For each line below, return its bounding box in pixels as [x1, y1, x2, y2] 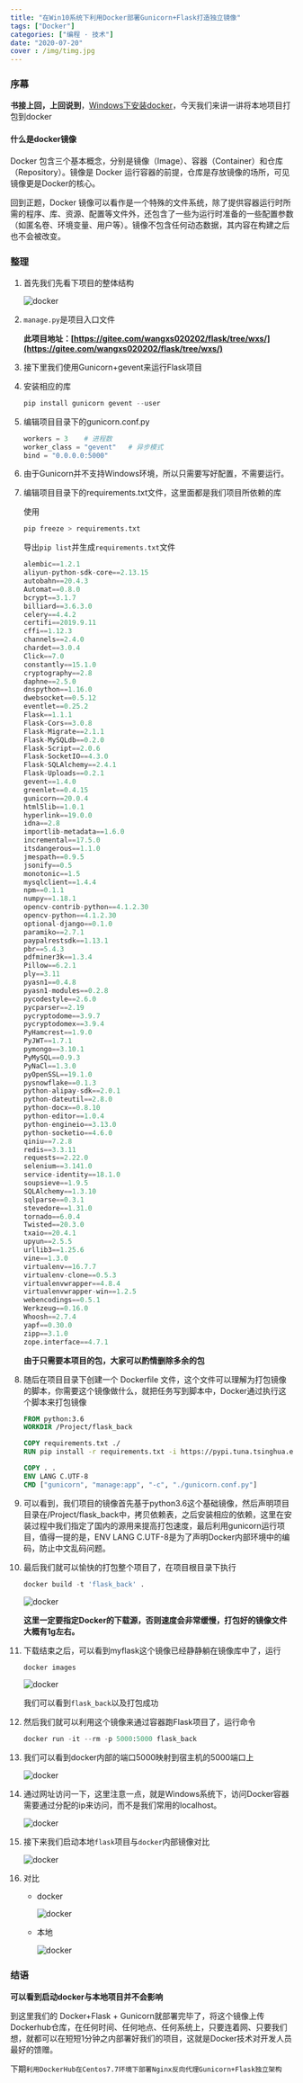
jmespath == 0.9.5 [22, 852, 85, 862]
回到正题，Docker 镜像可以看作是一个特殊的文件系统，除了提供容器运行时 [10, 197, 284, 208]
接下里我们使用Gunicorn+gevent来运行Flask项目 [22, 362, 203, 372]
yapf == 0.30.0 [22, 1320, 73, 1329]
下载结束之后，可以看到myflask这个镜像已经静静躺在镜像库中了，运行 [22, 1645, 281, 1656]
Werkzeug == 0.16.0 [22, 1304, 89, 1313]
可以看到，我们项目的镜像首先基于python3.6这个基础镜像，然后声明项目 [22, 1497, 290, 1508]
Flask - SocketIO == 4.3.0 [22, 752, 109, 761]
